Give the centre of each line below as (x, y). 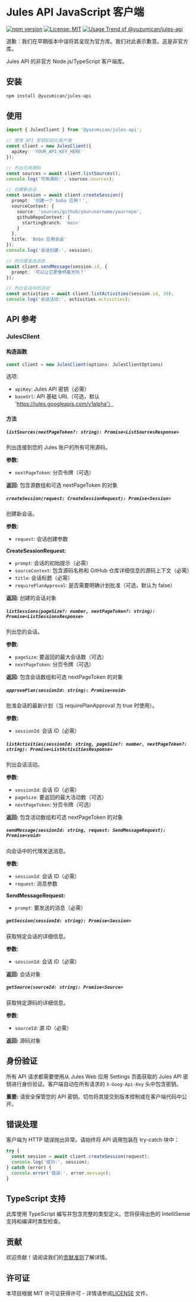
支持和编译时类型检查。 (35, 1221)
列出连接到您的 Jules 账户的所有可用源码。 (59, 447)
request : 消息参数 (36, 883)
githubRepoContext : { (43, 217)
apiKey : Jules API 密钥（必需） (52, 389)
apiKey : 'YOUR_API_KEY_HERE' (48, 152)
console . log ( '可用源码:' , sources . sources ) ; (60, 179)
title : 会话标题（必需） (44, 578)
